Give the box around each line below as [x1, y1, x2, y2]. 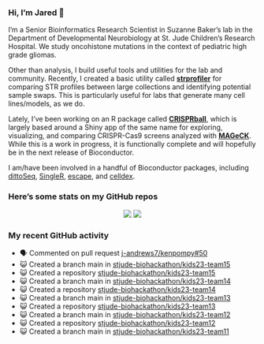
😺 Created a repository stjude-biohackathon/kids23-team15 [19, 267, 216, 277]
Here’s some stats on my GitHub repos [8, 191, 158, 202]
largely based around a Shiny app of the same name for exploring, [8, 122, 223, 133]
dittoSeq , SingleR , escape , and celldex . [8, 171, 136, 181]
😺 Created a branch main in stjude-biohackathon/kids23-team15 [19, 260, 231, 269]
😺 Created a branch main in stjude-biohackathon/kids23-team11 [19, 327, 230, 336]
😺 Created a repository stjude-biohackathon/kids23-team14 [19, 284, 217, 294]
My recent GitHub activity [8, 230, 109, 241]
